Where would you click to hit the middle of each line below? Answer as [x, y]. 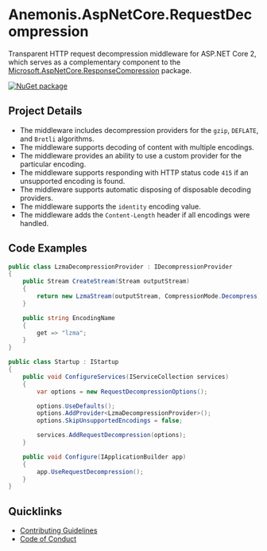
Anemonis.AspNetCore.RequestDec [130, 15]
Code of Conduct [48, 539]
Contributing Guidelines [58, 530]
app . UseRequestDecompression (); [91, 471]
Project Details [45, 111]
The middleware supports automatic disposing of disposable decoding [135, 190]
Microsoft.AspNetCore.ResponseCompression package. [100, 70]
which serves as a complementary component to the [95, 62]
